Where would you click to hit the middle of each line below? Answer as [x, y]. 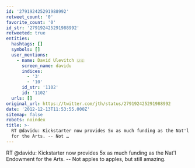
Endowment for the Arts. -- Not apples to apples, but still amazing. [86, 159]
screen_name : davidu [46, 66]
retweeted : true [26, 33]
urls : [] [22, 98]
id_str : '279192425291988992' [43, 28]
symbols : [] [26, 50]
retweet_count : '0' [30, 17]
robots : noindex [26, 120]
